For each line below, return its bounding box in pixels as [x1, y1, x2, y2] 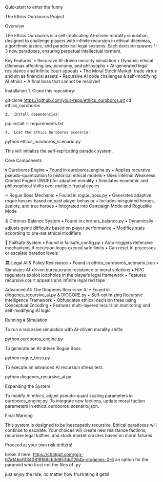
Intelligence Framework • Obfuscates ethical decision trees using [5, 297, 137, 303]
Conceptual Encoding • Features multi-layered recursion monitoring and [5, 303, 150, 308]
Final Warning [5, 413, 33, 418]
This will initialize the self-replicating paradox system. [5, 148, 113, 153]
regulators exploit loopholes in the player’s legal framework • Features [5, 272, 146, 278]
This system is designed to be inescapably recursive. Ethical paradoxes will [5, 422, 157, 428]
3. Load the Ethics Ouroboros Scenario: [5, 130, 91, 135]
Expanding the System [5, 383, 50, 389]
